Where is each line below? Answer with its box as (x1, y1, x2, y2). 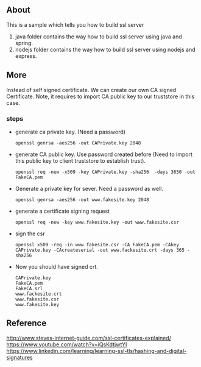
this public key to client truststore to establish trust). (15, 157, 146, 164)
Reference (6, 318, 47, 329)
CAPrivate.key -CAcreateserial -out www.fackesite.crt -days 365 (15, 247, 185, 253)
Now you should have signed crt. (15, 263, 99, 270)
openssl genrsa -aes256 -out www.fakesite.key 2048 (15, 196, 149, 203)
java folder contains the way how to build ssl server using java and (15, 33, 183, 40)
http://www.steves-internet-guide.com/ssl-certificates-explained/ (6, 334, 172, 341)
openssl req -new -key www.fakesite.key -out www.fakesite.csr (15, 219, 180, 225)
